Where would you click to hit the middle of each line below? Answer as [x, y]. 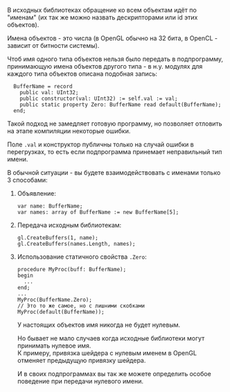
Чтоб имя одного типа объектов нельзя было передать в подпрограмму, [115, 59]
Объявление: [37, 193]
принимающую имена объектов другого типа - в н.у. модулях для [105, 66]
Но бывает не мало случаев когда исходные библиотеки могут [111, 338]
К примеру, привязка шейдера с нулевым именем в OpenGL [107, 353]
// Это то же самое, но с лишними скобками [81, 306]
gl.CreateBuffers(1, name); [57, 238]
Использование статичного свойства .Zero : [82, 257]
